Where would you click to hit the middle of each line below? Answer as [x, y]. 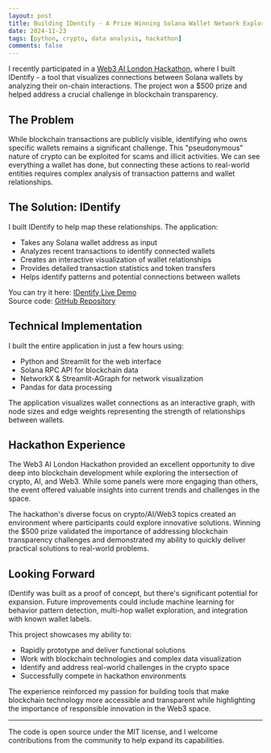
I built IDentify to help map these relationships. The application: [113, 227]
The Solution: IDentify [65, 208]
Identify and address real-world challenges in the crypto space [125, 668]
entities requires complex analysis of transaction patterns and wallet [122, 173]
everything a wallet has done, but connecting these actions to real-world [129, 164]
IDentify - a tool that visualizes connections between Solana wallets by [126, 77]
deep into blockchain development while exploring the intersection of [123, 473]
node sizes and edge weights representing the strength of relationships [127, 411]
